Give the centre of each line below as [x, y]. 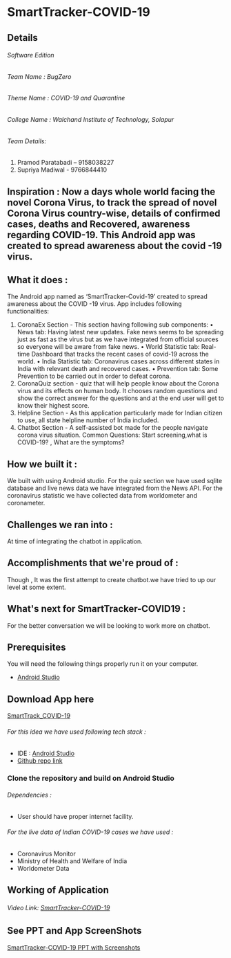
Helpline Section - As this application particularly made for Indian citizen [120, 413]
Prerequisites [37, 648]
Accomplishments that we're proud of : [93, 563]
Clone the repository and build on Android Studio [91, 778]
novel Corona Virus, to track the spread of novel [112, 202]
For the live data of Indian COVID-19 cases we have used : [90, 832]
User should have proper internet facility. [75, 816]
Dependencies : [29, 795]
